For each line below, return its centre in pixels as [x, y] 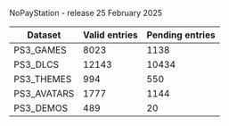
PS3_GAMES [40, 50]
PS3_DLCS [37, 64]
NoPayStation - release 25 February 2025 [86, 13]
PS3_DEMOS [41, 108]
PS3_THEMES [43, 79]
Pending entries [181, 35]
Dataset [44, 35]
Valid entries [110, 35]
